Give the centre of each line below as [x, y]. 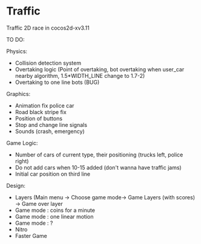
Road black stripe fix [41, 112]
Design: [16, 185]
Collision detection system [48, 63]
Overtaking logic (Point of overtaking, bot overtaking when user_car [100, 69]
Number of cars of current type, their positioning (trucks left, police [99, 155]
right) [22, 161]
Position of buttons [38, 118]
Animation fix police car [44, 105]
